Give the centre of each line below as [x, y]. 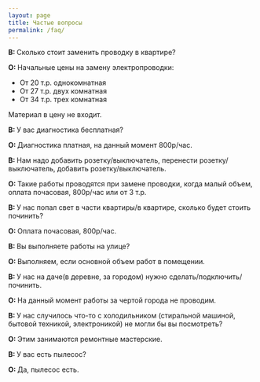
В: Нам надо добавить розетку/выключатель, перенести [103, 160]
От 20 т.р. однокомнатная [63, 83]
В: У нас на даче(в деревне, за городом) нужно [88, 277]
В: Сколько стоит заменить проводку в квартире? [92, 53]
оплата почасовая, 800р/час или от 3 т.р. [77, 193]
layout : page [29, 15]
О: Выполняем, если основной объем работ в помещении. [107, 262]
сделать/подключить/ [205, 277]
